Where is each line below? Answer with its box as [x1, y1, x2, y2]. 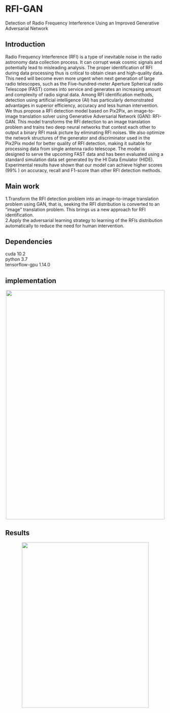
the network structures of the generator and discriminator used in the [5, 134, 151, 141]
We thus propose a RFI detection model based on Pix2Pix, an [5, 107, 133, 114]
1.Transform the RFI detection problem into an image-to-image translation [5, 196, 159, 202]
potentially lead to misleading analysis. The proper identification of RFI [5, 64, 153, 70]
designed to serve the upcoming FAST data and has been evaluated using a [5, 151, 163, 157]
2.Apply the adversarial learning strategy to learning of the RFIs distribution [5, 217, 163, 223]
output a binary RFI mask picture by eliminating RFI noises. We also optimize [5, 129, 165, 135]
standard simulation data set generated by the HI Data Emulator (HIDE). [5, 156, 154, 162]
